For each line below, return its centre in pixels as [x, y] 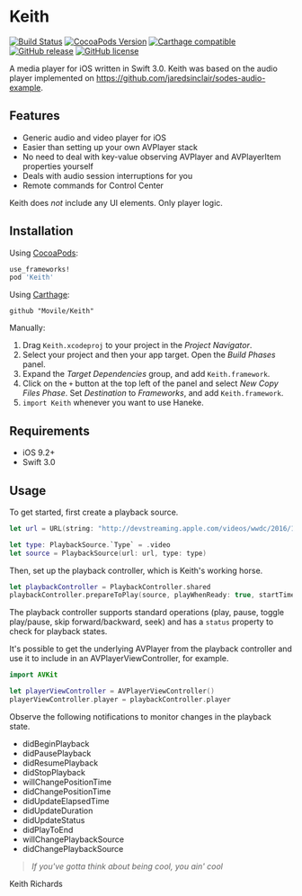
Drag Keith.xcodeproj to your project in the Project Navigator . [137, 345]
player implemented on [52, 77]
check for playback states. [58, 632]
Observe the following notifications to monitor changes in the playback [140, 716]
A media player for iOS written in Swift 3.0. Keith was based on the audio [144, 68]
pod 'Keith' [31, 278]
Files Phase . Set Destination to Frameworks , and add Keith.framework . [153, 393]
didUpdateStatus [53, 820]
